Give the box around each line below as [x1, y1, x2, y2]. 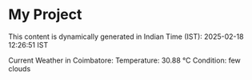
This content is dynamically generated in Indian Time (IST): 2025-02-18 [8, 32, 244, 41]
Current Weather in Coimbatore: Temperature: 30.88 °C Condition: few [8, 55, 242, 65]
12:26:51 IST [8, 40, 49, 49]
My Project [8, 6, 82, 24]
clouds [8, 63, 31, 73]
